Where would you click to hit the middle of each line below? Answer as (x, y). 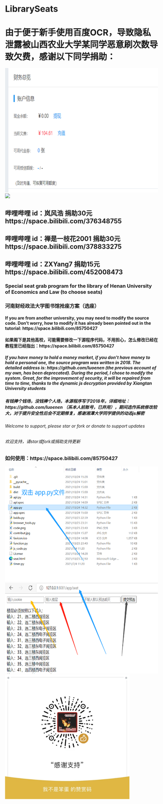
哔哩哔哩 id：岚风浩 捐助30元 (49, 213)
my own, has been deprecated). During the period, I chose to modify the (79, 373)
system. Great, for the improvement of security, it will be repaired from (78, 378)
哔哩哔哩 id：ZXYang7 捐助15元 (53, 264)
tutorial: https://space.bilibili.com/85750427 (51, 328)
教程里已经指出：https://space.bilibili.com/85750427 (60, 346)
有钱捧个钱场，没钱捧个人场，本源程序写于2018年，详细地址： (67, 401)
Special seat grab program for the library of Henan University (78, 286)
